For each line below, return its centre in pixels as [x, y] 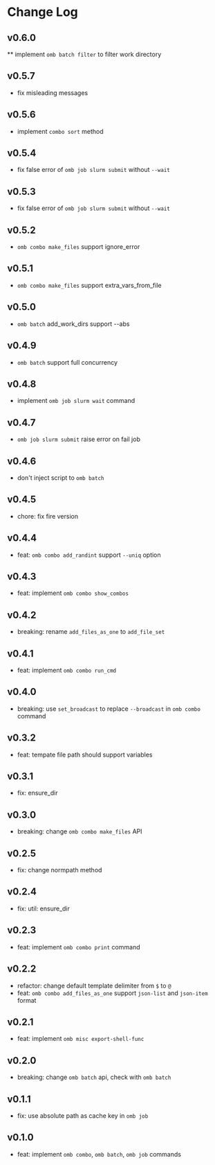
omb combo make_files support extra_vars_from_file [89, 285]
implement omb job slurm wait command [76, 401]
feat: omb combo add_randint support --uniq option [89, 555]
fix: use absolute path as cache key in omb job [83, 1115]
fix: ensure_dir [37, 793]
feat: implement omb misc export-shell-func [81, 1039]
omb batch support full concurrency [67, 362]
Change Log [43, 12]
